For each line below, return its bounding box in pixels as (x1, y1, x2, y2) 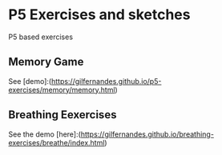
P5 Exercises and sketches (8, 6, 191, 24)
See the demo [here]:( (8, 129, 82, 139)
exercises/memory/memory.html (8, 85, 115, 94)
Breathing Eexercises (8, 108, 117, 121)
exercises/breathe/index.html (8, 137, 105, 147)
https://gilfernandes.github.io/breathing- (80, 129, 215, 139)
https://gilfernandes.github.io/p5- (50, 76, 162, 85)
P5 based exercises (8, 32, 74, 42)
